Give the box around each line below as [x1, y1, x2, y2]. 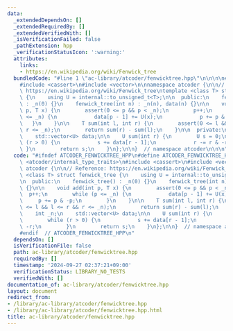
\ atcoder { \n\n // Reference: [19, 164, 107, 172]
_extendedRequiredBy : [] [13, 23, 85, 30]
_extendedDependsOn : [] [13, 17, 82, 24]
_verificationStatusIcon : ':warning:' [13, 49, 126, 56]
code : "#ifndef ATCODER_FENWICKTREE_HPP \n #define [13, 152, 159, 160]
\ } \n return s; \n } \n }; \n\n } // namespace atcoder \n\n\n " [19, 146, 228, 153]
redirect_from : [7, 294, 51, 301]
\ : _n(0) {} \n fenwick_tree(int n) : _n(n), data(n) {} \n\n [19, 101, 209, 108]
